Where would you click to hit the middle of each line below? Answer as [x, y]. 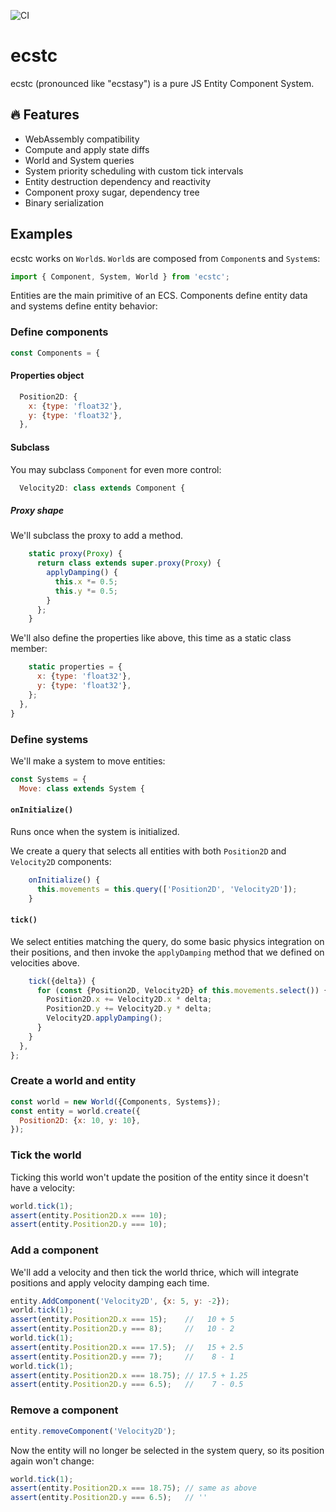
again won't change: [52, 1461]
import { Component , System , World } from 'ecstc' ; [120, 276]
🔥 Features [45, 115]
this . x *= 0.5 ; [86, 581]
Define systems [49, 739]
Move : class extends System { [82, 788]
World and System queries [79, 160]
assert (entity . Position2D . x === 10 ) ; [89, 1215]
